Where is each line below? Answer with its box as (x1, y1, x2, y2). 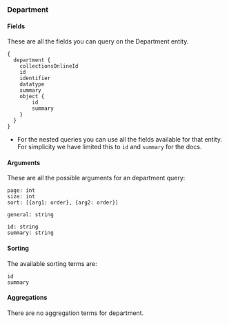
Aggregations (7, 294, 48, 302)
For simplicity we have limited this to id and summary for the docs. (17, 143, 202, 151)
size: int (7, 193, 36, 200)
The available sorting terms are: (7, 259, 98, 267)
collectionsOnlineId (19, 63, 79, 70)
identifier (19, 75, 51, 82)
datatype (19, 81, 45, 88)
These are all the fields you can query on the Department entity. (7, 37, 189, 46)
